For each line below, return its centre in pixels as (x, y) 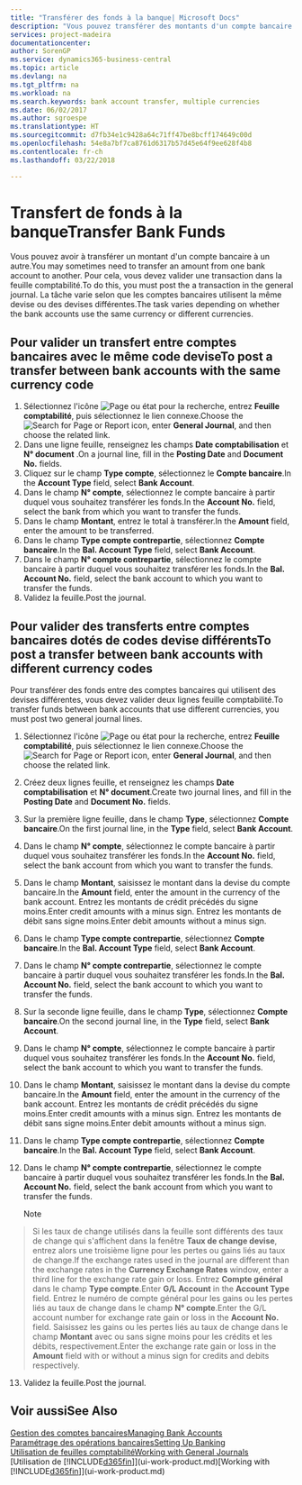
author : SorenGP (40, 51)
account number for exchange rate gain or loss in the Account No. (155, 1317)
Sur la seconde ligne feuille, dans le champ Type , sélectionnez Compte (155, 1012)
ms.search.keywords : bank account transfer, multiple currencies (135, 101)
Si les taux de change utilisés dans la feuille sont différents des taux (158, 1232)
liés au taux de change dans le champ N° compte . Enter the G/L (149, 1308)
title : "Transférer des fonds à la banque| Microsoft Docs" (125, 18)
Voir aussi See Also (64, 1411)
